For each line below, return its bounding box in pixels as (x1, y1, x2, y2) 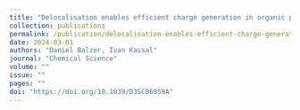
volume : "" (9, 63, 50, 72)
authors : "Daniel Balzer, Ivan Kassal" (9, 46, 158, 55)
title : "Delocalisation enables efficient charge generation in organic (9, 12, 286, 22)
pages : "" (9, 79, 46, 88)
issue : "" (9, 71, 46, 80)
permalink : (9, 29, 50, 38)
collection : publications (9, 21, 105, 30)
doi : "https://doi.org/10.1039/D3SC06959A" (9, 87, 174, 96)
